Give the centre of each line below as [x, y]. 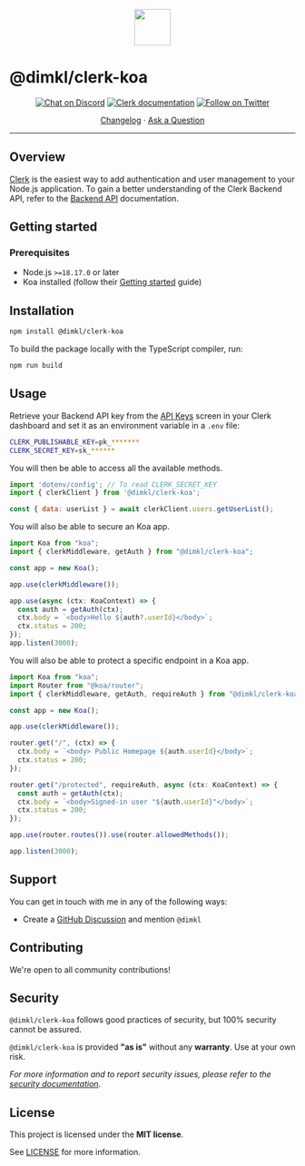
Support [33, 879]
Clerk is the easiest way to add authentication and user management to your [152, 179]
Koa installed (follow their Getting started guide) [112, 282]
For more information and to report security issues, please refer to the [141, 1074]
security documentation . [55, 1084]
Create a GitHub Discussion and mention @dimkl [112, 919]
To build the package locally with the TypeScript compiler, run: [126, 349]
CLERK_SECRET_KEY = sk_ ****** [63, 450]
